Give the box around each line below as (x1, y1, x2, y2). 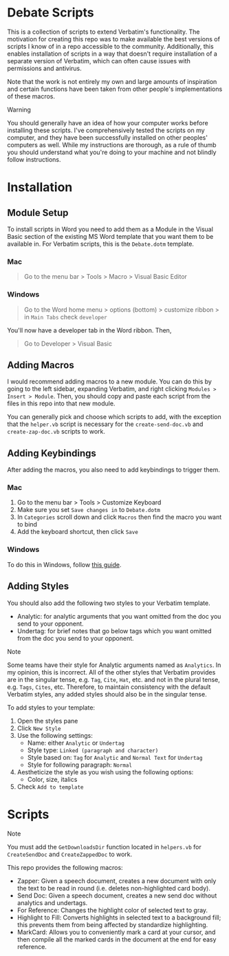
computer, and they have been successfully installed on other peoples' (7, 133, 208, 142)
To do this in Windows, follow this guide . (7, 560, 122, 569)
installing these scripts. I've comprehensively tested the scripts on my (7, 126, 205, 134)
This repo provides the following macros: (7, 863, 123, 871)
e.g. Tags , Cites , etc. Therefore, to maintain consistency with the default (7, 683, 211, 691)
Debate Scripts (7, 5, 94, 21)
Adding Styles (7, 580, 69, 593)
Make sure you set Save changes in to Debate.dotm (17, 506, 160, 514)
